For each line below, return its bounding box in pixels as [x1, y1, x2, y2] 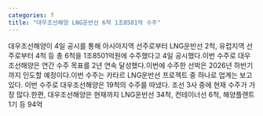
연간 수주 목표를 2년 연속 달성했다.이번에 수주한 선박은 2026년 [42, 60, 233, 70]
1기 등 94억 [8, 99, 43, 109]
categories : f [8, 11, 55, 19]
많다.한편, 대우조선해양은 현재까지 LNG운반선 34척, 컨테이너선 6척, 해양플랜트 [16, 90, 255, 99]
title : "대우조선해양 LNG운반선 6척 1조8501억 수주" [8, 19, 161, 26]
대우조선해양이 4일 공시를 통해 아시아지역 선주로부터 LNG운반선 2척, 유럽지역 [8, 40, 245, 51]
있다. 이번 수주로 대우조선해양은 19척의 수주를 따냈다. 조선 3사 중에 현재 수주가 [8, 79, 247, 90]
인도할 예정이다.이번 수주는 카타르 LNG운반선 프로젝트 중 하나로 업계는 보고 [22, 70, 253, 79]
